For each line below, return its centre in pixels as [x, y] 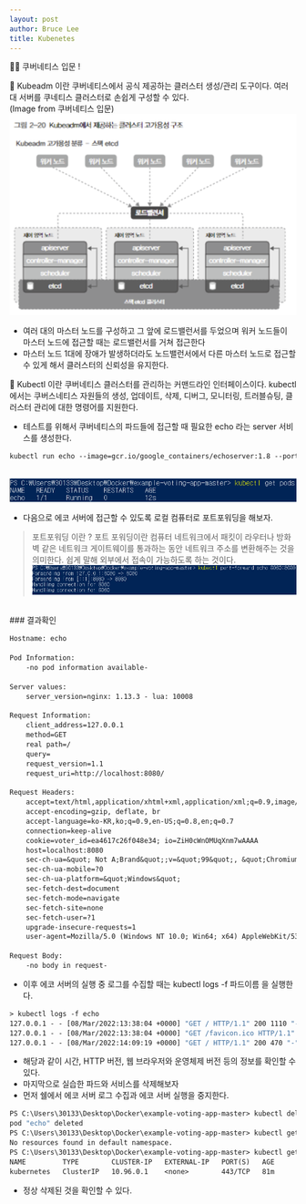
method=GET [46, 735]
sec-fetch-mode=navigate [73, 898]
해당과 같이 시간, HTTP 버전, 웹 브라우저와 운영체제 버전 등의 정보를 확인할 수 [159, 1061]
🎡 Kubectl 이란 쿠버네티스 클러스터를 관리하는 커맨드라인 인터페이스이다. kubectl [153, 384]
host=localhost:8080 [65, 850]
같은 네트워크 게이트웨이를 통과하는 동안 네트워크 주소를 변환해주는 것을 [168, 549]
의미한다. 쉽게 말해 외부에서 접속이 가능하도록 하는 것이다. [134, 560]
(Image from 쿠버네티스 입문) [62, 108]
